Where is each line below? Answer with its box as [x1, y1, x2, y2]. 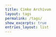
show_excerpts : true [5, 20, 47, 25]
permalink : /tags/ [5, 16, 42, 21]
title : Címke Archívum [5, 7, 51, 12]
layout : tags [5, 12, 32, 16]
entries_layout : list [5, 25, 49, 30]
